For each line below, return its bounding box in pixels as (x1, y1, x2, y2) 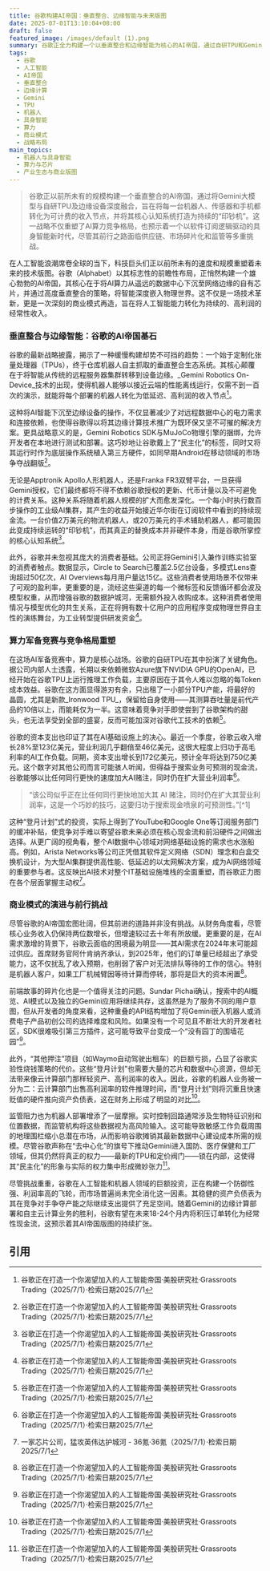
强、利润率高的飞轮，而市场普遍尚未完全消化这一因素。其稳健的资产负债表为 (9, 1189, 262, 1198)
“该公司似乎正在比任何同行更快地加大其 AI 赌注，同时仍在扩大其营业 (28, 790, 254, 799)
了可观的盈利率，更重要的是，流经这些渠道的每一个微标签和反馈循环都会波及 (9, 583, 262, 592)
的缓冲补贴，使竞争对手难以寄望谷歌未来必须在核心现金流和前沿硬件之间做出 (9, 826, 262, 836)
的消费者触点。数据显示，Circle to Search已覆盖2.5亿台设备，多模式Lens (9, 563, 250, 572)
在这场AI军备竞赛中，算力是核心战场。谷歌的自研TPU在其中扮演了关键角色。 (9, 655, 262, 664)
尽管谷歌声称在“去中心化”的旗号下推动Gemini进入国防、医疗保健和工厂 (22, 1141, 256, 1151)
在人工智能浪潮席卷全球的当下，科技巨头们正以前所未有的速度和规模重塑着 (9, 258, 255, 268)
